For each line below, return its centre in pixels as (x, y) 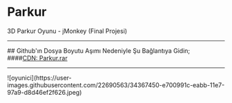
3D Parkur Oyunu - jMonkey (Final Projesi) (67, 31)
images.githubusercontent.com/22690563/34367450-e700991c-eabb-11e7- (116, 85)
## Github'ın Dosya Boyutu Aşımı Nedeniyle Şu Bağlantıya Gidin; (99, 50)
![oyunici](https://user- (40, 78)
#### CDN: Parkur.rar (37, 58)
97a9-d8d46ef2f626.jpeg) (45, 92)
